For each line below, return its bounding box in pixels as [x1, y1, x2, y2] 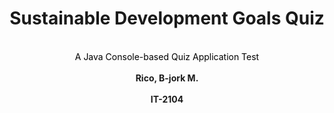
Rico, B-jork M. [135, 72, 199, 84]
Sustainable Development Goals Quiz [9, 7, 325, 30]
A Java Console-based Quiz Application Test [74, 50, 260, 62]
